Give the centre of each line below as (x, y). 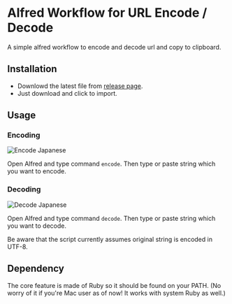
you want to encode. (37, 171)
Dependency (36, 269)
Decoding (24, 189)
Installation (32, 69)
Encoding (24, 136)
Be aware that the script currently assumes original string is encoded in (110, 239)
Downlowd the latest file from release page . (80, 86)
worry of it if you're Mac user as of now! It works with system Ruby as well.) (116, 293)
